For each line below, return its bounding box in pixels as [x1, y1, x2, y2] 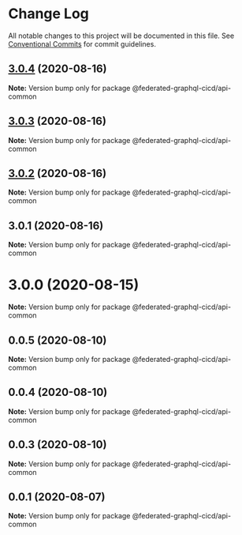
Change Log [8, 5, 89, 23]
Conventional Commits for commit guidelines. [8, 39, 156, 48]
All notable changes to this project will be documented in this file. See [8, 31, 235, 40]
